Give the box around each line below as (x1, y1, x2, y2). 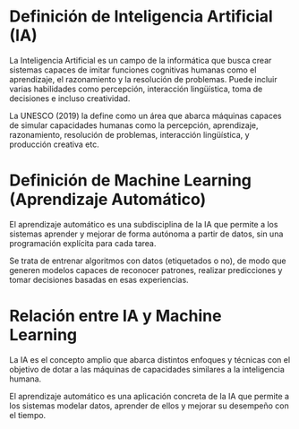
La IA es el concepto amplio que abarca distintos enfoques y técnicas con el (9, 354, 291, 365)
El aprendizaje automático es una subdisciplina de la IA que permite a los (9, 219, 278, 229)
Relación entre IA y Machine (9, 306, 222, 326)
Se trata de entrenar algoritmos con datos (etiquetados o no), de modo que (9, 255, 286, 266)
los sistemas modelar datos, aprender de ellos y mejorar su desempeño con (9, 400, 289, 411)
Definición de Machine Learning (9, 170, 252, 191)
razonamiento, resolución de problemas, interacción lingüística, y (9, 129, 250, 140)
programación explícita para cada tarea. (9, 237, 157, 248)
